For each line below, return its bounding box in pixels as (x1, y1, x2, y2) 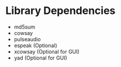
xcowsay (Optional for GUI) (13, 48, 79, 55)
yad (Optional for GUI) (13, 54, 68, 61)
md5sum (13, 23, 36, 30)
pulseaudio (13, 36, 42, 43)
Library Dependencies (5, 4, 116, 17)
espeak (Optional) (13, 42, 58, 49)
